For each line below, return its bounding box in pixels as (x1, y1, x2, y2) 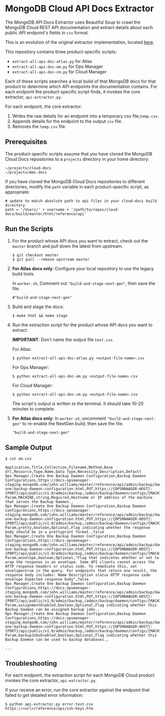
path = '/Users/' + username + (5, 207, 69, 212)
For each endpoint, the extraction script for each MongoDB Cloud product (5, 672, 155, 678)
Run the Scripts (5, 225, 54, 233)
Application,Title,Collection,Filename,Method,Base (5, 465, 113, 470)
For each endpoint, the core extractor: (5, 103, 82, 109)
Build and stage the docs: (12, 304, 64, 310)
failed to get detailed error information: (5, 692, 83, 698)
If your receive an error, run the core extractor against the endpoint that (5, 687, 150, 693)
